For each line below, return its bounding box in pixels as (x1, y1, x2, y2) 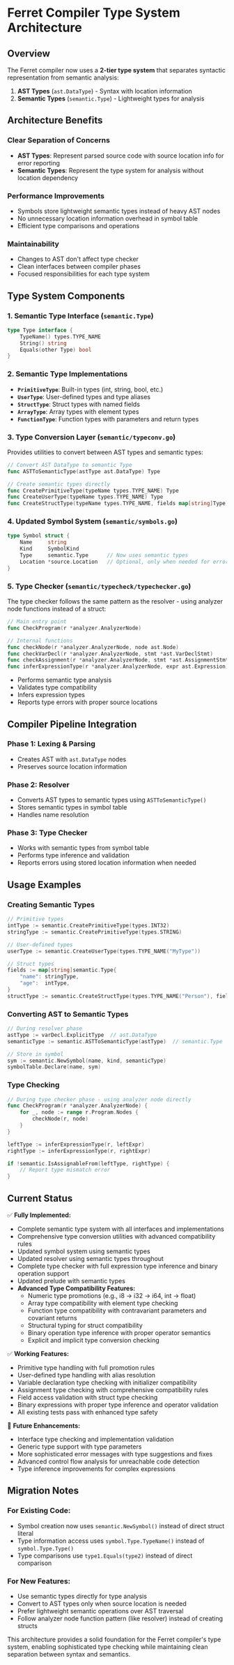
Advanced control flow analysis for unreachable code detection (17, 1457, 200, 1466)
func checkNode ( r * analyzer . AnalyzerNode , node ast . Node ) (7, 643, 179, 650)
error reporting (17, 158, 61, 167)
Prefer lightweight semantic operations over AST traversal (17, 1607, 184, 1615)
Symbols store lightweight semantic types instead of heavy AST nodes (17, 207, 221, 215)
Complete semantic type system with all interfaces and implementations (17, 1225, 224, 1233)
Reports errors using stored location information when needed (17, 858, 196, 867)
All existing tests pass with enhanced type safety (17, 1408, 158, 1417)
